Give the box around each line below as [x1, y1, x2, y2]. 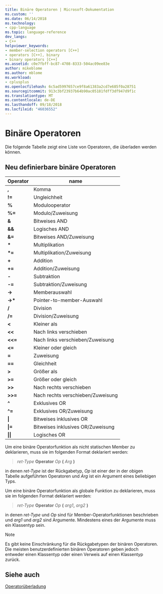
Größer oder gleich [33, 376, 77, 383]
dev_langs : [5, 35, 27, 39]
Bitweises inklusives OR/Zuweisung [33, 423, 115, 430]
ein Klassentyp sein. [5, 522, 46, 528]
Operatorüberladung [5, 583, 46, 590]
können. [5, 149, 21, 155]
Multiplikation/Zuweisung [33, 249, 91, 256]
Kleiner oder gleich [33, 344, 77, 351]
